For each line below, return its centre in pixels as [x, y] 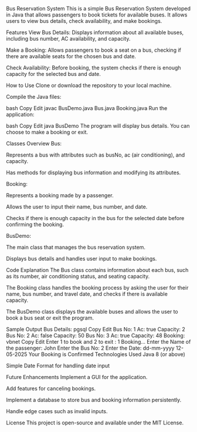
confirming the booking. [35, 224]
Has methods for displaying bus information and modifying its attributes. [94, 172]
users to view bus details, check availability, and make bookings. [84, 21]
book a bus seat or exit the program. [50, 318]
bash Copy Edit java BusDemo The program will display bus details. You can [98, 126]
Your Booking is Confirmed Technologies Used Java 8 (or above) [107, 354]
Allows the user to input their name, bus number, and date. [77, 207]
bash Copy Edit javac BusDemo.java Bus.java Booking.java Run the [87, 108]
